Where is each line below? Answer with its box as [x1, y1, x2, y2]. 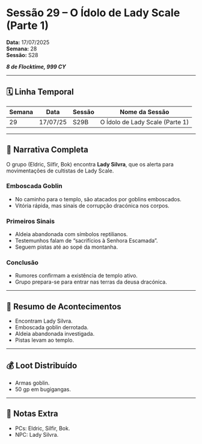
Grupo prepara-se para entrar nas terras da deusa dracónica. [14, 278, 167, 285]
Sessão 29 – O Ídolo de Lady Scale [6, 6, 180, 20]
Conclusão [6, 258, 39, 267]
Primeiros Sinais [6, 217, 55, 225]
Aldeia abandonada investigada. [14, 330, 95, 338]
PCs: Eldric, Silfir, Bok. [14, 424, 70, 432]
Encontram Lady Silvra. [14, 317, 73, 324]
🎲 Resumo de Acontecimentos [6, 301, 121, 312]
